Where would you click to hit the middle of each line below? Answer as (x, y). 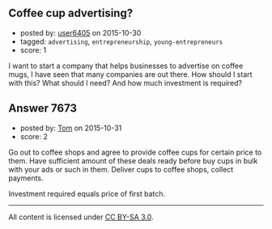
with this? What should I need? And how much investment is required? (125, 83)
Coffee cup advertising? (71, 13)
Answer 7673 (43, 108)
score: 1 (33, 50)
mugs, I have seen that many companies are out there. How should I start (130, 74)
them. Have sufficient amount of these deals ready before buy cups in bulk (133, 160)
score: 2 (34, 136)
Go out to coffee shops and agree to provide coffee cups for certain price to (135, 152)
